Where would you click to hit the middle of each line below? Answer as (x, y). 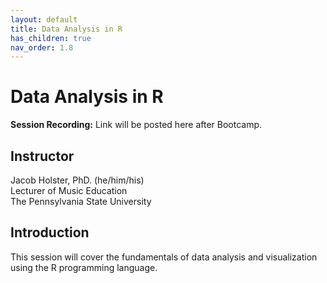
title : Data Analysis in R (66, 29)
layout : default (44, 19)
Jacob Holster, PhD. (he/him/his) (77, 180)
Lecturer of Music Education (69, 190)
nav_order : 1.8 (42, 47)
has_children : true (51, 38)
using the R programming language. (84, 267)
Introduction (50, 232)
